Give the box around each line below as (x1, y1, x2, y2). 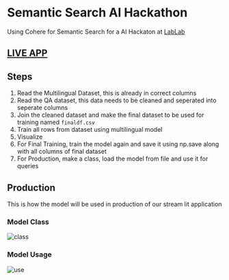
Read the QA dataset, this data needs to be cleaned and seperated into (16, 96, 217, 104)
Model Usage (7, 250, 53, 259)
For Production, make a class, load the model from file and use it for (16, 154, 208, 163)
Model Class (7, 217, 49, 226)
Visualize (16, 132, 43, 141)
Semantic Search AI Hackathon (7, 5, 188, 21)
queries (16, 162, 39, 170)
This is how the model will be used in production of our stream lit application (7, 200, 222, 208)
